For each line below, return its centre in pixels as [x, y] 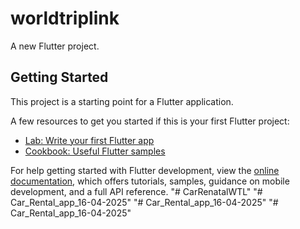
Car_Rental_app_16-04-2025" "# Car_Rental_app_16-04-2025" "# [144, 202]
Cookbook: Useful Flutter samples [95, 151]
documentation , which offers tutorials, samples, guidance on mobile [150, 181]
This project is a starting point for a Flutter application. [122, 101]
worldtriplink [65, 18]
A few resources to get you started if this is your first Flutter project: [150, 121]
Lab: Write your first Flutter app [89, 140]
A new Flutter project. [55, 46]
